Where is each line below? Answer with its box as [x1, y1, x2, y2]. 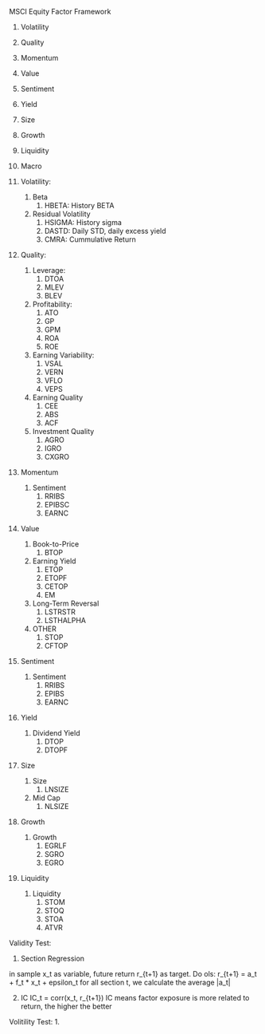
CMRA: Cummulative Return [44, 235, 136, 244]
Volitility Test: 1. [9, 1017, 60, 1026]
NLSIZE [44, 802, 69, 811]
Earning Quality [32, 393, 84, 402]
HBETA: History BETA [44, 201, 115, 210]
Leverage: [32, 266, 66, 274]
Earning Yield [32, 556, 76, 566]
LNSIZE [44, 785, 69, 794]
